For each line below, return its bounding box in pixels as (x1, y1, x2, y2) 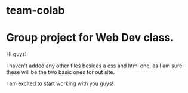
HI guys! (6, 51, 27, 58)
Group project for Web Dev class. (6, 31, 174, 45)
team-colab (6, 4, 65, 17)
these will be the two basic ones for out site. (6, 69, 115, 76)
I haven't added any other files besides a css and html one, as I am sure (6, 62, 183, 69)
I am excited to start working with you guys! (6, 80, 114, 87)
